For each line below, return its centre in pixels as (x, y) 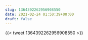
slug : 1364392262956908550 (33, 10)
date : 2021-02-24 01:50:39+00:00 (40, 14)
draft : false (19, 19)
